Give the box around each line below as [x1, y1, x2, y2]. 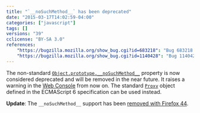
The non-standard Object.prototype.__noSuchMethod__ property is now [6, 69, 180, 76]
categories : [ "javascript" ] [6, 20, 76, 26]
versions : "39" [6, 31, 44, 37]
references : [6, 42, 36, 48]
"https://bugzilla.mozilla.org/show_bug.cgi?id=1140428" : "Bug [17, 53, 177, 59]
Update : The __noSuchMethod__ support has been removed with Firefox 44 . [6, 99, 189, 107]
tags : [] [6, 25, 28, 32]
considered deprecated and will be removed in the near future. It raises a [6, 76, 185, 83]
